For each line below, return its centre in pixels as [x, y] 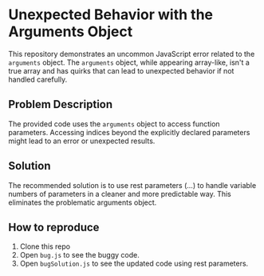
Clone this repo [45, 246]
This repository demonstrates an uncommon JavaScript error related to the [132, 54]
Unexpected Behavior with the [111, 15]
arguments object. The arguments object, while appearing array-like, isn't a [129, 62]
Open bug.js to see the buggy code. [79, 255]
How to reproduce [54, 227]
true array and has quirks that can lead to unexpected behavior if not [121, 70]
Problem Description [61, 104]
